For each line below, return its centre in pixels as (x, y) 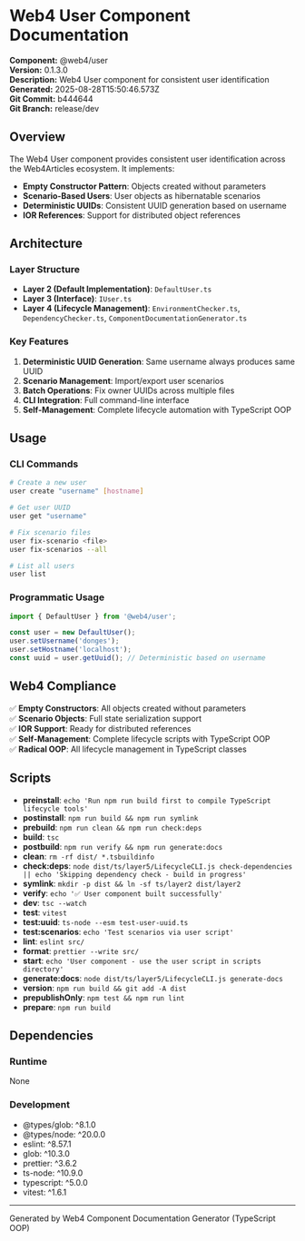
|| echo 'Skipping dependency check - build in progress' (134, 874)
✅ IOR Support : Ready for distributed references (100, 728)
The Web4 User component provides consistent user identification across (148, 159)
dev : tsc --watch (54, 902)
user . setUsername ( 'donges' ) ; (64, 641)
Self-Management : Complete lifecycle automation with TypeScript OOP (157, 409)
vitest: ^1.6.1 (44, 1192)
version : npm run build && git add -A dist (104, 988)
